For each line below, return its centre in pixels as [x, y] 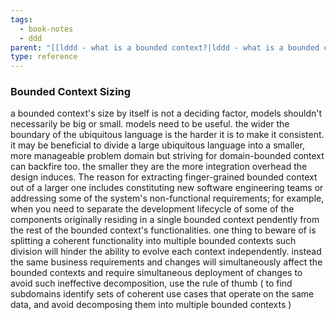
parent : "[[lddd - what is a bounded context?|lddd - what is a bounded [165, 47]
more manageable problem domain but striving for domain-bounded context [167, 156]
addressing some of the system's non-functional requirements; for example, [167, 198]
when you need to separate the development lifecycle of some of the [152, 209]
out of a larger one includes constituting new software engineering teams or [167, 188]
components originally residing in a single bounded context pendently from [165, 220]
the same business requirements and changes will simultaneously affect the [166, 262]
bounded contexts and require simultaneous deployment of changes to [156, 273]
